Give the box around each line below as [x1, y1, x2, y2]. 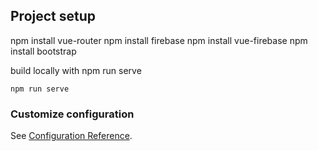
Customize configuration [10, 107, 135, 121]
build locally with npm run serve [10, 64, 142, 76]
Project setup [10, 8, 97, 25]
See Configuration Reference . [10, 130, 133, 142]
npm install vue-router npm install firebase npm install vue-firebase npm [10, 34, 308, 46]
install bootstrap [10, 45, 77, 57]
